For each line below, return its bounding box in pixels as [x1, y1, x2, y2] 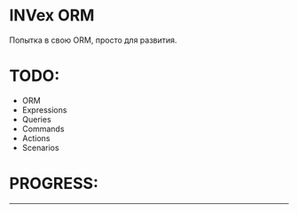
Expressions [21, 104, 67, 115]
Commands [21, 123, 65, 134]
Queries [21, 114, 51, 124]
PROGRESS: [9, 174, 99, 193]
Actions [21, 132, 51, 143]
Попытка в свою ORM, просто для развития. [9, 35, 177, 45]
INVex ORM [9, 5, 95, 26]
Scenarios [21, 142, 59, 153]
